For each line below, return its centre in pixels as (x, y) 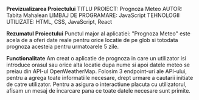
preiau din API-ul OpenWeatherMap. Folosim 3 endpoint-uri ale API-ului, (96, 71)
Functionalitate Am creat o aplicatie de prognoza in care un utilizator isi (96, 58)
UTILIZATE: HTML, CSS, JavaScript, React (59, 22)
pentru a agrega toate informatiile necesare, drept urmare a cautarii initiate (100, 78)
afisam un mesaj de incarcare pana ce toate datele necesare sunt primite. (98, 91)
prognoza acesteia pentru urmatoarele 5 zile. (63, 46)
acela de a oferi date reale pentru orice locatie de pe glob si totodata (92, 40)
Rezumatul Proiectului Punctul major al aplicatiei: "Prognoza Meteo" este (98, 34)
